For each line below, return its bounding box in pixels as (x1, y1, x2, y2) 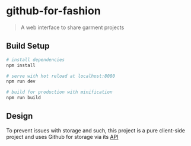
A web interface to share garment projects (20, 24, 125, 31)
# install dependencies (6, 56, 65, 63)
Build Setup (6, 41, 50, 51)
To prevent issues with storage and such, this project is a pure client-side (6, 126, 186, 134)
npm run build (6, 95, 42, 101)
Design (6, 111, 33, 121)
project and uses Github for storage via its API (6, 133, 119, 140)
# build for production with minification (6, 89, 113, 96)
